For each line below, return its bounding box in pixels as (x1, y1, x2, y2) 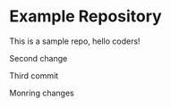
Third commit (9, 70, 59, 81)
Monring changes (9, 87, 74, 98)
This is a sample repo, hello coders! (9, 36, 141, 46)
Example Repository (9, 6, 163, 27)
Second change (9, 53, 68, 63)
